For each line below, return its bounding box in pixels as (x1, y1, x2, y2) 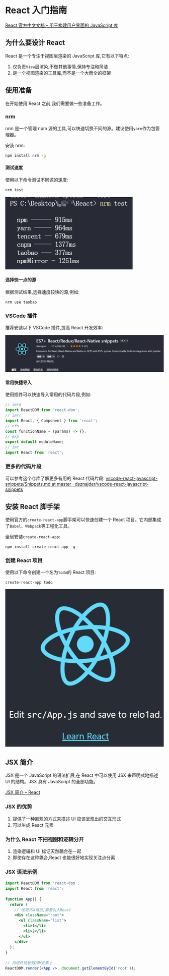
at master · (51, 481, 74, 487)
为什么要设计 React (5, 38, 65, 47)
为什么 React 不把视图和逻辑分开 (5, 836, 84, 843)
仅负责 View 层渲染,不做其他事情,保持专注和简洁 (12, 64, 108, 70)
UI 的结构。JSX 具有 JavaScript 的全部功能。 (5, 779, 98, 785)
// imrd (5, 402, 22, 408)
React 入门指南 (5, 5, 67, 16)
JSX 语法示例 (5, 868, 38, 875)
